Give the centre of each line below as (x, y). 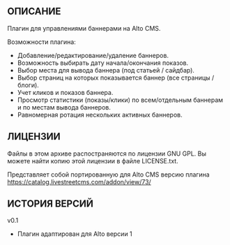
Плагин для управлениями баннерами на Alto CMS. (84, 28)
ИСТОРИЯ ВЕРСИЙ (51, 204)
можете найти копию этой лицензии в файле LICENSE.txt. (93, 161)
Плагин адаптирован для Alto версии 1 (75, 234)
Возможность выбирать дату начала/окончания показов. (103, 63)
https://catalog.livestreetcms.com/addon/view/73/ (79, 181)
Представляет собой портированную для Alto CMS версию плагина (109, 175)
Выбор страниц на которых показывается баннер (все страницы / (116, 77)
